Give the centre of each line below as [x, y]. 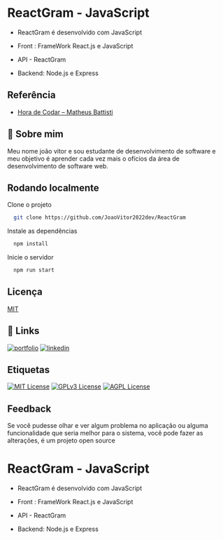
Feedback [29, 409]
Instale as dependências [42, 231]
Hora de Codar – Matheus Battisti [65, 112]
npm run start [34, 270]
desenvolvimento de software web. [58, 166]
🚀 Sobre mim [36, 134]
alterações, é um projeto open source [61, 440]
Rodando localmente [53, 188]
